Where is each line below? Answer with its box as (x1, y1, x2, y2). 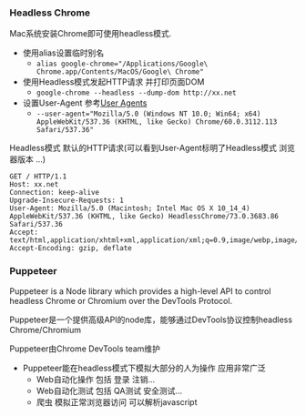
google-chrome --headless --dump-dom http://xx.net (36, 88, 237, 97)
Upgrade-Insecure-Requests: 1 (9, 196, 125, 206)
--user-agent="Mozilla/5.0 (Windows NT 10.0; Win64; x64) (36, 109, 261, 119)
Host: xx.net (9, 180, 59, 189)
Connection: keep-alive (9, 188, 100, 198)
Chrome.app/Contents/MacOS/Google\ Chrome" (36, 67, 205, 76)
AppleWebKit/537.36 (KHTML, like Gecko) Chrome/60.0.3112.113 (36, 117, 278, 127)
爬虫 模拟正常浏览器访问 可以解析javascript (36, 396, 198, 407)
